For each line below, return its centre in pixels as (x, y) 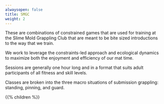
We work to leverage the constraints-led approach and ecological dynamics (82, 53)
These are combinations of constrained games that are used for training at (81, 33)
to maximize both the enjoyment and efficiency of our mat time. (69, 58)
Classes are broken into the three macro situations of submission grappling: (82, 82)
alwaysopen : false (24, 10)
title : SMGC (17, 14)
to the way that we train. (30, 43)
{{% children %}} (23, 97)
